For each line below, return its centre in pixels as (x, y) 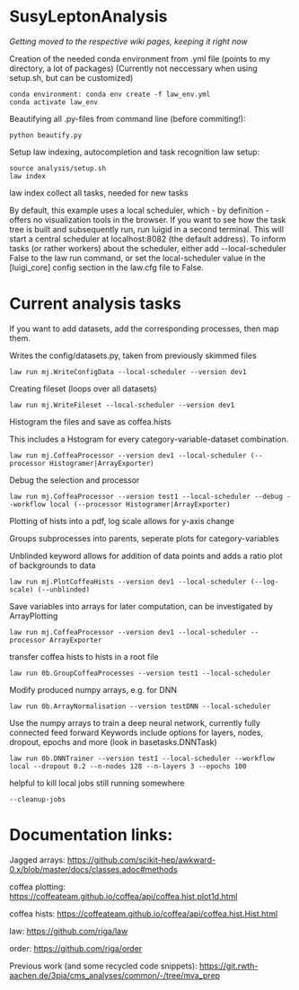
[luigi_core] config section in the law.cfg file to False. (107, 267)
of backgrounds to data (53, 565)
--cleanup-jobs (38, 799)
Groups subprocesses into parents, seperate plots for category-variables (145, 538)
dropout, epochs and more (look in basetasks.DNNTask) (113, 741)
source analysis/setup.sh (57, 168)
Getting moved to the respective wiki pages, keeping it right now (129, 41)
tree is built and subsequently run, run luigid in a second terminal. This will (147, 229)
